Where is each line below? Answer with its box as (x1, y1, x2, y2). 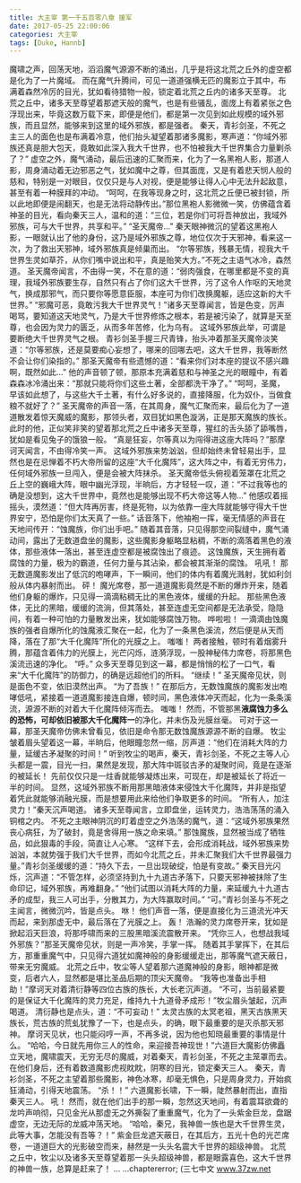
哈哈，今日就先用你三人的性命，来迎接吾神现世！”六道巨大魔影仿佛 (30, 1040, 278, 1051)
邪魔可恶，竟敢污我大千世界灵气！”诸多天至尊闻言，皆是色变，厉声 (38, 300, 285, 311)
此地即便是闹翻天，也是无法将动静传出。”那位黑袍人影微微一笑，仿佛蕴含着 (16, 198, 292, 209)
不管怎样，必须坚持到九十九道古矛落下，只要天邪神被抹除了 (59, 872, 280, 882)
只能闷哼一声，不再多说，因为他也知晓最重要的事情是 (82, 1029, 279, 1039)
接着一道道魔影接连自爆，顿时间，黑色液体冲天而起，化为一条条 (47, 692, 284, 703)
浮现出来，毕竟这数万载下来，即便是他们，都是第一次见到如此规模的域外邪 (9, 109, 284, 119)
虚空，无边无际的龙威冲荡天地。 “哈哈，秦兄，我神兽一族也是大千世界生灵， (9, 1118, 290, 1129)
